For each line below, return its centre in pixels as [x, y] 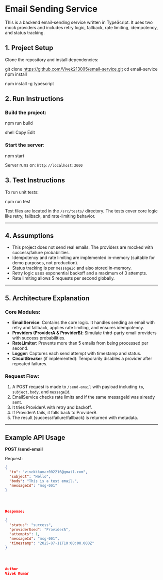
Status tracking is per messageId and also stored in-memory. [72, 268]
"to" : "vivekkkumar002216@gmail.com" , [49, 472]
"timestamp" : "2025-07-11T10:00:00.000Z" [52, 543]
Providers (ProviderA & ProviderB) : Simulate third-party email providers [84, 333]
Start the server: [25, 145]
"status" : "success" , [31, 525]
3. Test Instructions [35, 180]
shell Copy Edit [20, 132]
